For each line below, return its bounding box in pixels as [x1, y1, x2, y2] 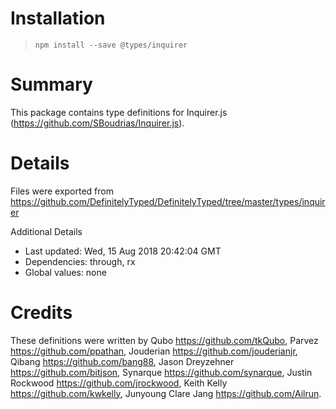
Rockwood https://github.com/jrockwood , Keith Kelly [10, 377, 228, 389]
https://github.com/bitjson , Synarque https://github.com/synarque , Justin [10, 366, 313, 378]
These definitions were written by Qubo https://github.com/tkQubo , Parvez [10, 334, 319, 346]
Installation [10, 7, 106, 30]
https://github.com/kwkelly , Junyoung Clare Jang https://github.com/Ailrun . [10, 387, 322, 399]
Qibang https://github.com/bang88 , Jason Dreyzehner [10, 355, 235, 367]
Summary [10, 73, 93, 96]
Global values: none [24, 266, 107, 278]
